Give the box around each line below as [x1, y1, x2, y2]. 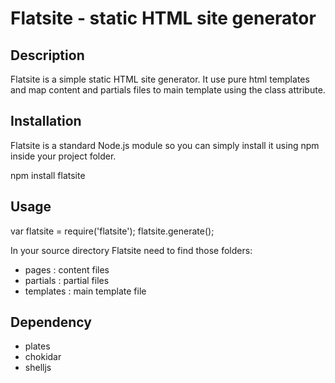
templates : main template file [24, 285, 147, 297]
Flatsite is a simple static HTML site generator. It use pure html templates [10, 73, 310, 85]
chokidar [24, 351, 62, 363]
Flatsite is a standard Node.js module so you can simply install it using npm [10, 139, 320, 151]
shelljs [24, 362, 52, 374]
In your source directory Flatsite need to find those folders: [10, 244, 253, 256]
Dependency [10, 314, 92, 331]
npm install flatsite [10, 169, 86, 181]
